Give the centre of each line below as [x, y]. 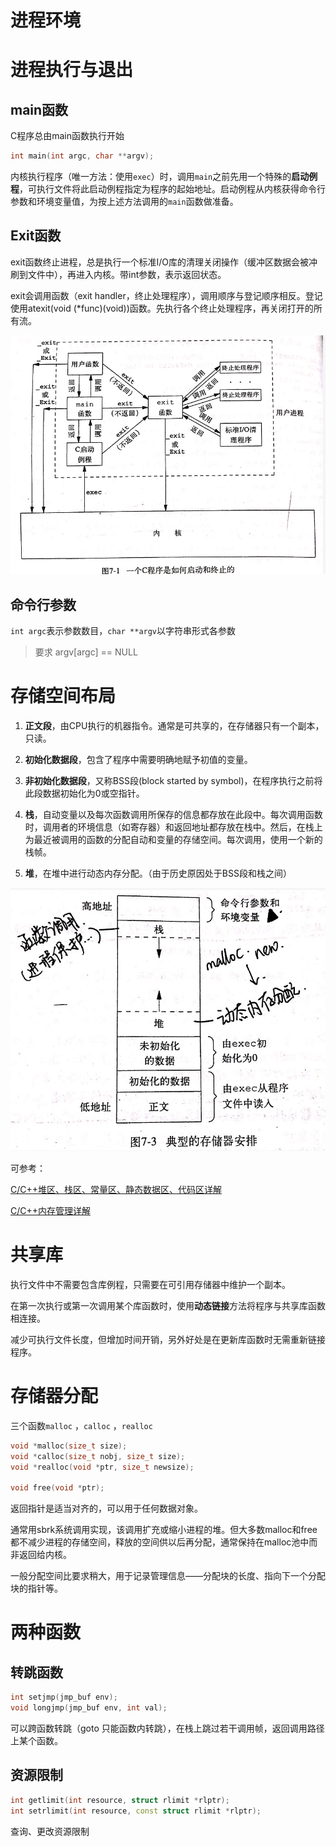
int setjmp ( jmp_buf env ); [64, 1697]
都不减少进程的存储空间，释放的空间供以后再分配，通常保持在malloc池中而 [164, 1542]
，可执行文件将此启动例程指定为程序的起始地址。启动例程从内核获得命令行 [172, 189]
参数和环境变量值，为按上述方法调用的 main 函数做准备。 [124, 202]
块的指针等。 [36, 1588]
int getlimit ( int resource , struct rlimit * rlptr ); [120, 1800]
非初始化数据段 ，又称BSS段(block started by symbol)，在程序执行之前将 [173, 780]
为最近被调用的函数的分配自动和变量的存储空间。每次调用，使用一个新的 [173, 839]
